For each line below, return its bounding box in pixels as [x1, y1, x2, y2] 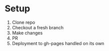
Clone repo [12, 19, 36, 25]
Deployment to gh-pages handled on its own [12, 40, 104, 46]
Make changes [12, 30, 43, 36]
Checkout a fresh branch [12, 24, 64, 30]
